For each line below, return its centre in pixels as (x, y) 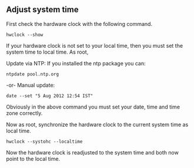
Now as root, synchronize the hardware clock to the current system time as (97, 124)
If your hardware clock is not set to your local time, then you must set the (95, 45)
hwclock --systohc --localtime (44, 141)
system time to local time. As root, (47, 52)
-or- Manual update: (31, 85)
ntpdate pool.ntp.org (33, 74)
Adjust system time (42, 10)
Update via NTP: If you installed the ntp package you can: (76, 63)
